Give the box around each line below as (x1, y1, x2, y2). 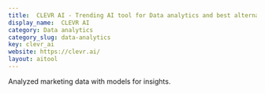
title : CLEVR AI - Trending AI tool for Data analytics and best (8, 11, 231, 20)
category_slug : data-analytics (8, 33, 111, 42)
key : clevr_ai (8, 41, 55, 49)
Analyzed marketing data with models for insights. (8, 76, 171, 86)
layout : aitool (8, 56, 58, 63)
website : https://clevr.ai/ (8, 48, 101, 56)
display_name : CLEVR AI (8, 19, 90, 27)
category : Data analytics (8, 26, 93, 34)
